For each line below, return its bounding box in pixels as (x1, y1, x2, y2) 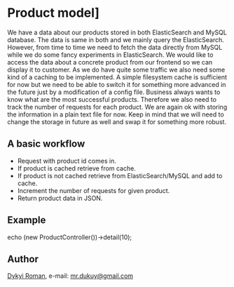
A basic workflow (7, 138, 85, 150)
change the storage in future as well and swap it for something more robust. (7, 117, 226, 126)
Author (7, 253, 39, 265)
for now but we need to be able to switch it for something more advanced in (7, 80, 226, 88)
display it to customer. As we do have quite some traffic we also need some (7, 65, 226, 74)
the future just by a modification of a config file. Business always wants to (7, 88, 221, 96)
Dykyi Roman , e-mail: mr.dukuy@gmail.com (7, 272, 134, 280)
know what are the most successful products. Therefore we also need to (7, 95, 217, 103)
